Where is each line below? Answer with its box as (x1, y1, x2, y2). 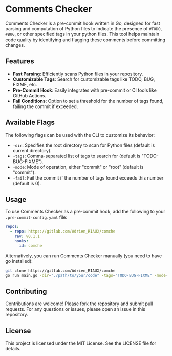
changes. (5, 42, 25, 48)
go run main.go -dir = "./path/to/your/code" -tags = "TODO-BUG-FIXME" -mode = (5, 273, 168, 278)
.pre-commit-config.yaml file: (5, 214, 68, 220)
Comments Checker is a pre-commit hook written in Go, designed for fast (5, 20, 160, 26)
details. (5, 346, 21, 352)
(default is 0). (12, 180, 41, 186)
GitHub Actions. (12, 92, 47, 98)
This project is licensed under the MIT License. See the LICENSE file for (5, 340, 157, 346)
